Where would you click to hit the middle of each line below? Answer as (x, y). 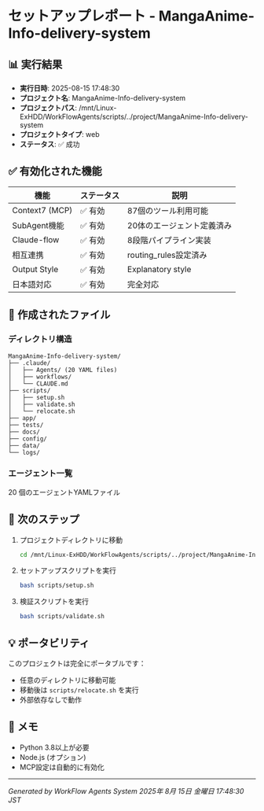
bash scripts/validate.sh (62, 617)
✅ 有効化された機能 (55, 171)
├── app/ (22, 418)
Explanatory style (159, 269)
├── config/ (27, 439)
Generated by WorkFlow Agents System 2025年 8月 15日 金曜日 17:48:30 (126, 791)
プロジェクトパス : (48, 108)
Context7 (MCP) (42, 210)
